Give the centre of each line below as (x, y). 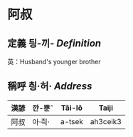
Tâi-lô (72, 108)
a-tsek (72, 121)
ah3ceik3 (106, 121)
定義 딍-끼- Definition (54, 43)
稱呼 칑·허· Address (50, 86)
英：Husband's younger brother (54, 62)
